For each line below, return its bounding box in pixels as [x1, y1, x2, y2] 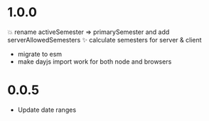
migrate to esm [17, 50, 63, 58]
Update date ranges [17, 105, 77, 114]
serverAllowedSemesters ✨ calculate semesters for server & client [7, 35, 202, 44]
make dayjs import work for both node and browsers [17, 57, 172, 66]
